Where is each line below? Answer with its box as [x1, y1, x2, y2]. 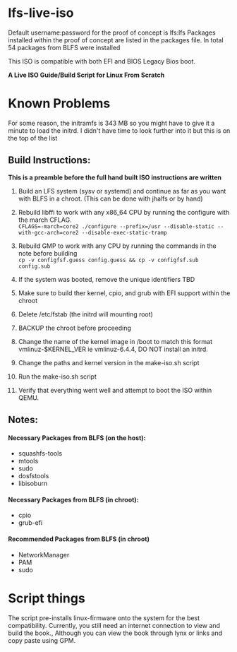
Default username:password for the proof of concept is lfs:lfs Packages [8, 28, 216, 37]
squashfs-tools [18, 449, 63, 458]
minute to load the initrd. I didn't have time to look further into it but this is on [8, 126, 231, 135]
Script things [8, 590, 85, 606]
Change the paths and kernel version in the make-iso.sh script [18, 358, 200, 367]
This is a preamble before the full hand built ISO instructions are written [8, 173, 221, 182]
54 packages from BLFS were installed [8, 43, 121, 52]
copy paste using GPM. [8, 636, 76, 644]
